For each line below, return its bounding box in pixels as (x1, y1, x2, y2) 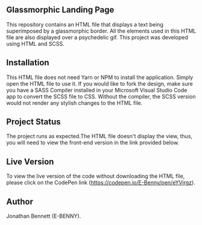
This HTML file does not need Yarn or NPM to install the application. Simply (6, 74, 194, 81)
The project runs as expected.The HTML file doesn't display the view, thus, (6, 133, 193, 140)
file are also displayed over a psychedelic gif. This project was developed (6, 33, 189, 41)
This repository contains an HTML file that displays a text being (6, 21, 164, 28)
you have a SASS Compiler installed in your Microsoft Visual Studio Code (6, 86, 188, 93)
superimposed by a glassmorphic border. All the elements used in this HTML (6, 27, 197, 34)
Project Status (6, 117, 62, 127)
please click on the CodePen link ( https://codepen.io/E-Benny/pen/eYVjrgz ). (6, 179, 196, 186)
